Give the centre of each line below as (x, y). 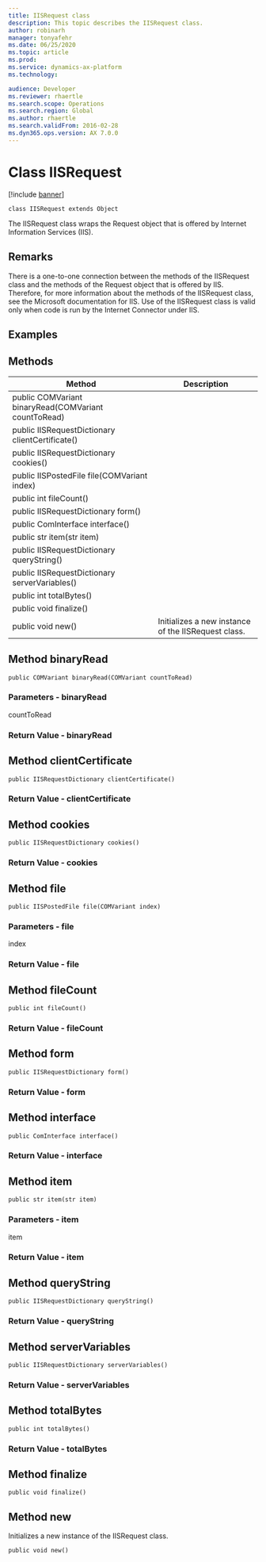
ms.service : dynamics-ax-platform (65, 67)
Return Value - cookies (53, 863)
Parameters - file (41, 926)
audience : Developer (42, 89)
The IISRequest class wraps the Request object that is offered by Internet (127, 224)
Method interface (52, 1118)
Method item (40, 1181)
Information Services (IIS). (51, 232)
